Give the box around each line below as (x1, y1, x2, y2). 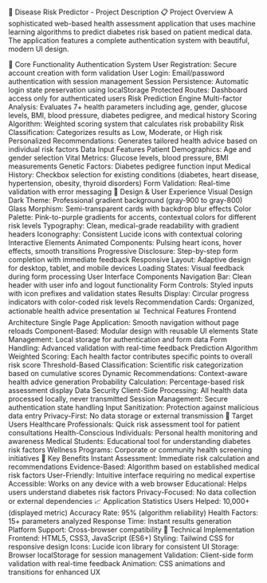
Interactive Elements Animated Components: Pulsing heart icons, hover (8, 238, 242, 247)
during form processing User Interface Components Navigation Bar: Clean (8, 272, 252, 281)
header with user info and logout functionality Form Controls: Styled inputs (8, 280, 253, 290)
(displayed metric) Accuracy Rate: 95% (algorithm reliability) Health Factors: (8, 508, 259, 518)
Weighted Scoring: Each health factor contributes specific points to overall (8, 351, 253, 361)
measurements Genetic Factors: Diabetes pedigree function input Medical (8, 161, 251, 171)
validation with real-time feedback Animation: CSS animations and (8, 559, 226, 568)
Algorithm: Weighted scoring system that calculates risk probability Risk (8, 119, 245, 129)
